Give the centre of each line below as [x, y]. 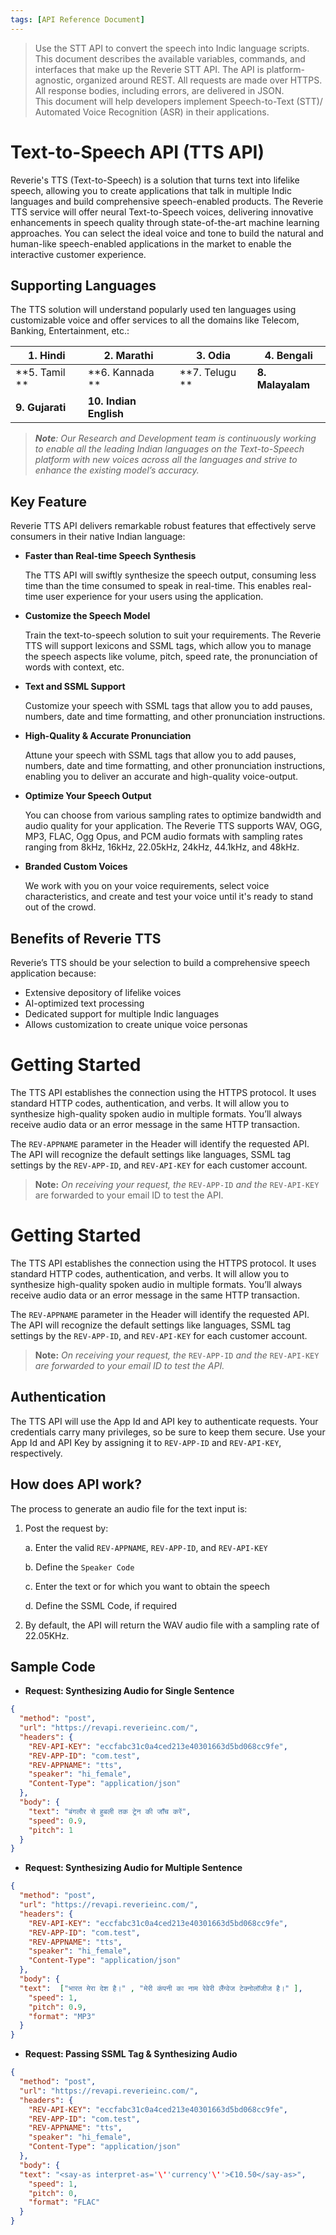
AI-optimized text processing [84, 1003]
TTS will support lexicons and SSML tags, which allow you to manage [168, 646]
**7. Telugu [208, 373]
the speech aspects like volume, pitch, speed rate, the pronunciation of [171, 657]
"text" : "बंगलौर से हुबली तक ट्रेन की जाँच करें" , [110, 1811]
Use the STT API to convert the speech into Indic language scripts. [172, 48]
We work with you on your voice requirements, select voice [147, 886]
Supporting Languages [83, 285]
